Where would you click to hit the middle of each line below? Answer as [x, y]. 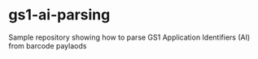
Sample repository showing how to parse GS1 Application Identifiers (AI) [129, 37]
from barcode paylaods [48, 45]
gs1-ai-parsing [59, 15]
